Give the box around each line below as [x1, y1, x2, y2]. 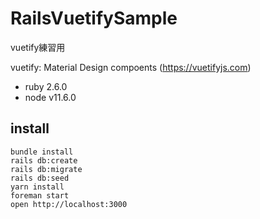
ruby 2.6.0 [24, 80, 68, 92]
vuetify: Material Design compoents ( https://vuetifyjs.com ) [10, 61, 252, 73]
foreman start [10, 190, 70, 201]
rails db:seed [10, 173, 70, 183]
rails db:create [10, 155, 78, 166]
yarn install [10, 182, 65, 192]
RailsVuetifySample [10, 7, 178, 30]
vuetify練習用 [10, 41, 66, 53]
